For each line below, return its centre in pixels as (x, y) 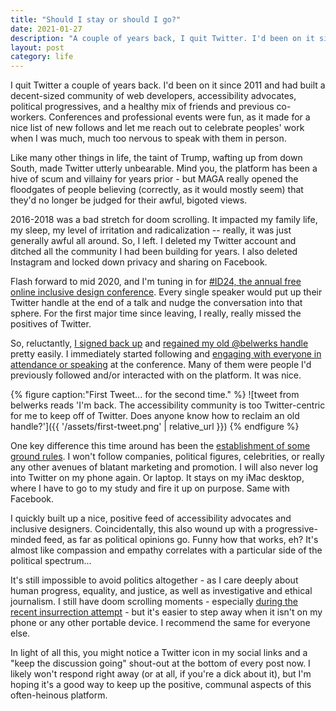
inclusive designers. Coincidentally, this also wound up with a (136, 529)
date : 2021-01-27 (46, 29)
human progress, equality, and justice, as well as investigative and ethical (161, 591)
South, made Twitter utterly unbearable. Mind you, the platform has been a (164, 168)
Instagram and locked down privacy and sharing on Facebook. (139, 262)
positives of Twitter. (51, 324)
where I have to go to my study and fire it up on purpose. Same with (150, 488)
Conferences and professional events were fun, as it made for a (179, 117)
